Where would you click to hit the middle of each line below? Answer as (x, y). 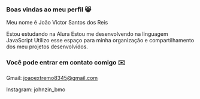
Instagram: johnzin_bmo (36, 89)
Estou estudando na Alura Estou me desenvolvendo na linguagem (87, 34)
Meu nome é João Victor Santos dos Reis (57, 23)
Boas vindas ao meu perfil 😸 (49, 10)
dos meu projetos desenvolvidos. (47, 47)
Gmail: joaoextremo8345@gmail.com (52, 78)
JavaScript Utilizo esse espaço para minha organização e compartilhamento (100, 41)
